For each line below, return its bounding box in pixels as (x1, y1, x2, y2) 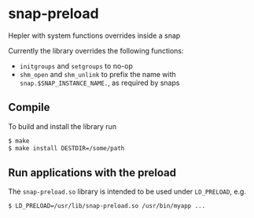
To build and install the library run (8, 121, 116, 131)
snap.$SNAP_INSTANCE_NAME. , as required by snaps (19, 78, 180, 87)
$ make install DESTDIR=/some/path (8, 144, 125, 152)
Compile (8, 101, 50, 114)
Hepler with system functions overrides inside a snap (8, 31, 181, 40)
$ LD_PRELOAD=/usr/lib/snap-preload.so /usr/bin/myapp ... (8, 202, 206, 210)
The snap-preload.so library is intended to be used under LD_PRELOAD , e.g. (8, 187, 246, 197)
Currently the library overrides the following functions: (8, 46, 184, 55)
